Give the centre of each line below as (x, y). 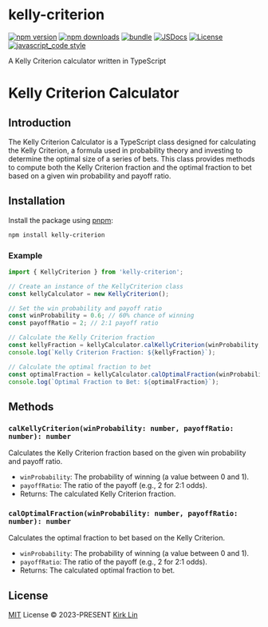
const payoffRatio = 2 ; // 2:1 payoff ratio (83, 323)
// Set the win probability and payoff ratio (85, 308)
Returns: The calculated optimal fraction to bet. (97, 570)
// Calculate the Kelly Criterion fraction (82, 337)
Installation (37, 201)
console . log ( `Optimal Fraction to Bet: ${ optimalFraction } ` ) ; (114, 381)
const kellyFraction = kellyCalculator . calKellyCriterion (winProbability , (135, 345)
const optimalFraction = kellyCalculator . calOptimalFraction (112, 374)
